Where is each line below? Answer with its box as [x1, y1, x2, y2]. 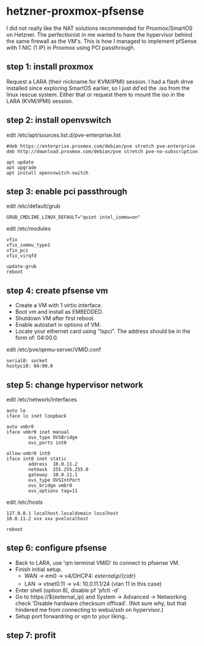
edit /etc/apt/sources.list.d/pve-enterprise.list [6, 131, 121, 139]
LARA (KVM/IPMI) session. [6, 97, 73, 104]
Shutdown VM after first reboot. [15, 314, 95, 322]
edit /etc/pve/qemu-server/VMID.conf [6, 346, 101, 354]
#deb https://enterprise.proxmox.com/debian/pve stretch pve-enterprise [6, 143, 195, 149]
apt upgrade [6, 164, 37, 170]
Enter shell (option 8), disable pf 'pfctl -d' [15, 586, 119, 593]
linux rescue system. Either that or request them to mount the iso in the [6, 90, 185, 98]
